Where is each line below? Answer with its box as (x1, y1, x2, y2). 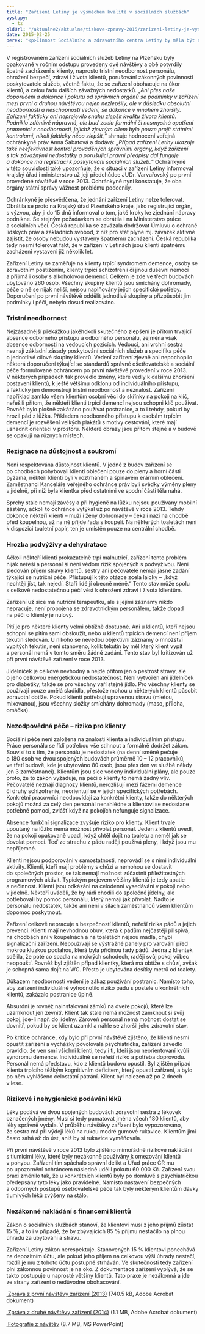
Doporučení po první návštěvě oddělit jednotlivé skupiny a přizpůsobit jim (6, 292, 191, 300)
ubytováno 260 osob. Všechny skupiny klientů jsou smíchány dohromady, (6, 279, 192, 286)
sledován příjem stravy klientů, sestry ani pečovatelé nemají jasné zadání (6, 567, 190, 574)
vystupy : (6, 15, 29, 21)
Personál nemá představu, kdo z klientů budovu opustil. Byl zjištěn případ (6, 1060, 191, 1067)
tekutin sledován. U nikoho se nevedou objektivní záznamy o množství (6, 636, 183, 643)
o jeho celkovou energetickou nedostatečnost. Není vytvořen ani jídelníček (6, 674, 194, 681)
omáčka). (6, 706, 31, 713)
